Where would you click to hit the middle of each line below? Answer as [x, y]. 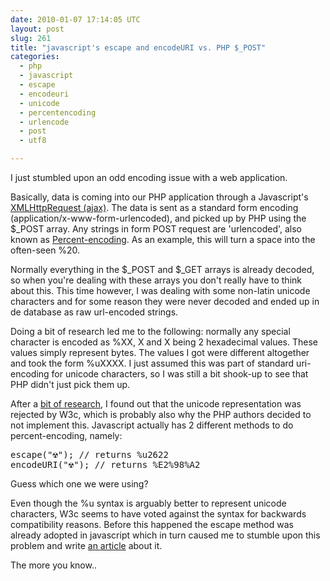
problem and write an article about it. [86, 545]
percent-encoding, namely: [66, 435]
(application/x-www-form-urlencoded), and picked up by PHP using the [158, 218]
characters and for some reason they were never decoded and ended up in [165, 301]
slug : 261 [31, 38]
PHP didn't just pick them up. [70, 384]
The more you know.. [54, 565]
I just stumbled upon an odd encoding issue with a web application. [149, 177]
